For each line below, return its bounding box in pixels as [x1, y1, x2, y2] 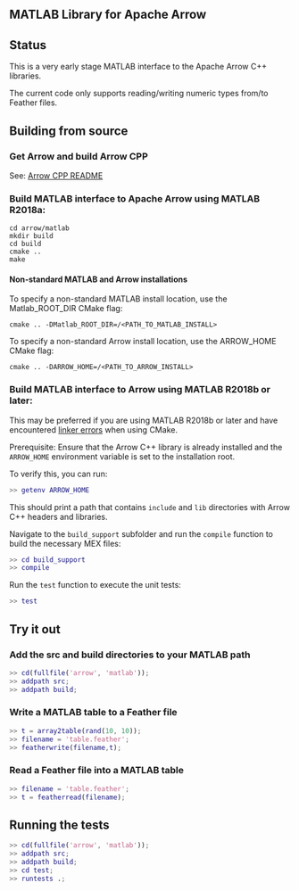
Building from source [9, 123, 129, 138]
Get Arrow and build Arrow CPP [9, 150, 149, 162]
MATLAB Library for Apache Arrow [9, 7, 207, 22]
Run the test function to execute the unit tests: [9, 580, 181, 590]
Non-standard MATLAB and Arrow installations [9, 274, 188, 285]
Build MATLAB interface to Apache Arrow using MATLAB [9, 192, 261, 204]
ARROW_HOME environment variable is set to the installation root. [9, 450, 236, 462]
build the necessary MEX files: [9, 538, 121, 549]
